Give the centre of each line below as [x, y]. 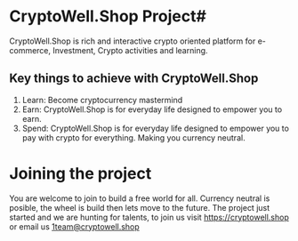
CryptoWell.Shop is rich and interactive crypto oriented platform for [133, 41]
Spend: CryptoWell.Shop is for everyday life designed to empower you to [155, 128]
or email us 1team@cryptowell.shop [74, 226]
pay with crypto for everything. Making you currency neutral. [134, 137]
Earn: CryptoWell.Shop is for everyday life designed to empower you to [152, 109]
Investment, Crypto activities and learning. [130, 50]
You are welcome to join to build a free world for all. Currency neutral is [140, 198]
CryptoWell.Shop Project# [108, 16]
